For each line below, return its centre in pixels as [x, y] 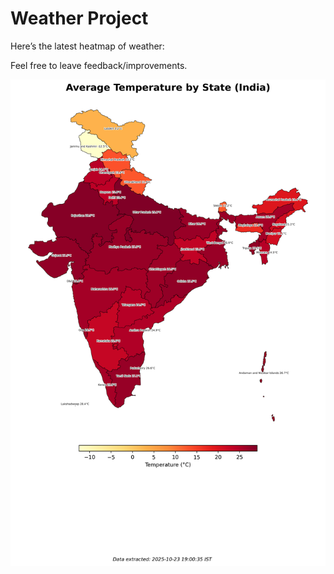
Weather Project [79, 18]
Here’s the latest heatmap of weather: [87, 46]
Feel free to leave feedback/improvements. [99, 65]
